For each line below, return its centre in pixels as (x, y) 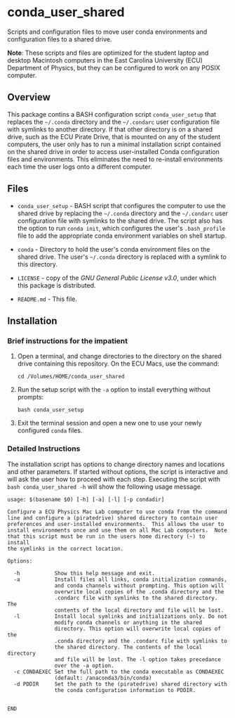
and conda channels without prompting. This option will (139, 585)
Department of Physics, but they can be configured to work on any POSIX (114, 68)
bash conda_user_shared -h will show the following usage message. (105, 487)
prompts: (31, 397)
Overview (29, 97)
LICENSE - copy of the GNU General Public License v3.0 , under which (117, 278)
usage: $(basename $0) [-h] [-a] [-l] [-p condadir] (86, 499)
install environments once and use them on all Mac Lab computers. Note (117, 530)
